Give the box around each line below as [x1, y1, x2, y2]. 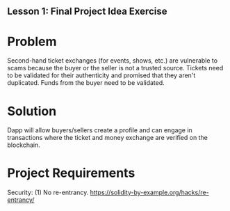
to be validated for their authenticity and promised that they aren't [7, 71, 196, 79]
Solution [7, 103, 57, 119]
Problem [7, 33, 57, 49]
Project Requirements [7, 165, 135, 181]
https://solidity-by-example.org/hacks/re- [90, 188, 210, 197]
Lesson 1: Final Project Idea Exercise [7, 6, 167, 17]
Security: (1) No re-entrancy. [7, 188, 89, 197]
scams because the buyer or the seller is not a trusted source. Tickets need [7, 64, 224, 72]
